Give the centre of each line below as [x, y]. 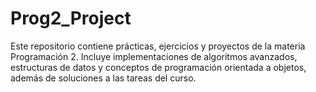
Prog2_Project [71, 18]
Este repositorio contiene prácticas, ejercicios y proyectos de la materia [158, 46]
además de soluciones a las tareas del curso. [103, 78]
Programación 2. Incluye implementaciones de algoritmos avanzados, [154, 56]
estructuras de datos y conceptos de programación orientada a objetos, [158, 67]
